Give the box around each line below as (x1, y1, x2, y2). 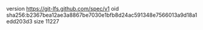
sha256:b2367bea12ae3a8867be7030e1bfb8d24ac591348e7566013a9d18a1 (6, 11, 198, 19)
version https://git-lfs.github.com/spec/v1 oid (6, 5, 119, 12)
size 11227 (33, 18, 59, 25)
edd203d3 (6, 18, 33, 25)
